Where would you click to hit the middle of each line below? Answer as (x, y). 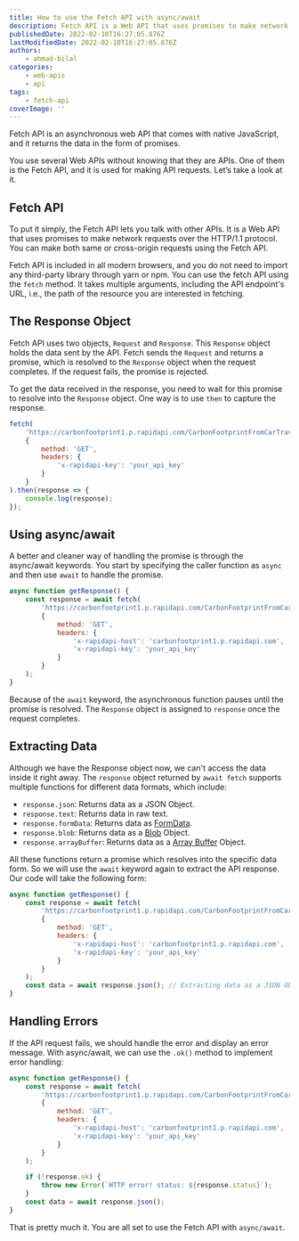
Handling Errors (54, 1021)
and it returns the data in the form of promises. (95, 143)
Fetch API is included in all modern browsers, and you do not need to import (149, 265)
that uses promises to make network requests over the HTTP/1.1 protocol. (143, 239)
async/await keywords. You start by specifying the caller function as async (145, 566)
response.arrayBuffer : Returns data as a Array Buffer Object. (134, 842)
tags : (19, 92)
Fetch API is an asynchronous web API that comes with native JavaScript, (144, 134)
